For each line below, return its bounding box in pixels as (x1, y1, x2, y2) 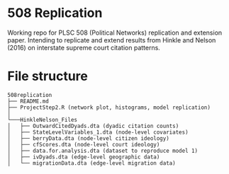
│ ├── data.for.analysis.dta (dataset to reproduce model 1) (7, 147, 199, 154)
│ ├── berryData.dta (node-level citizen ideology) (7, 134, 170, 142)
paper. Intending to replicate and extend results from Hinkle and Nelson (7, 35, 216, 44)
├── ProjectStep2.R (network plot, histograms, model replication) (7, 104, 211, 111)
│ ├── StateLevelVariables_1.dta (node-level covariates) (7, 129, 189, 136)
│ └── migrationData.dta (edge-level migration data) (7, 159, 176, 167)
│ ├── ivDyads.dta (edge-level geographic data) (7, 153, 160, 161)
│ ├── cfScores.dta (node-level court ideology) (7, 141, 160, 148)
